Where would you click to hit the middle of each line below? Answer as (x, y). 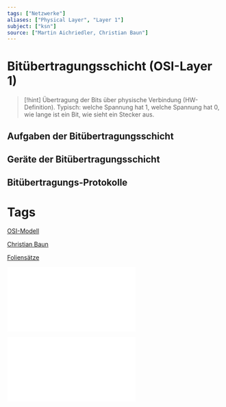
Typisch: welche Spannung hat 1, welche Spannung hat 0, (138, 108)
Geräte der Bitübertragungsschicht (84, 159)
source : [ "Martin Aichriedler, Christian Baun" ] (78, 33)
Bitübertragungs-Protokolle (67, 183)
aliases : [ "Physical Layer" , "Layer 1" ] (66, 20)
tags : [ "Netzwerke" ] (37, 13)
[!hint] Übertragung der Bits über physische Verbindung (102, 100)
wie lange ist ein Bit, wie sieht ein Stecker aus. (89, 114)
